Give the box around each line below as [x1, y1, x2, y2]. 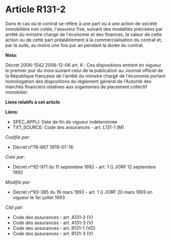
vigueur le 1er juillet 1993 [12, 194, 65, 200]
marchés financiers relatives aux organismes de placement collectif [5, 83, 148, 90]
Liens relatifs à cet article [5, 99, 60, 105]
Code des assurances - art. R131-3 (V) [12, 230, 93, 236]
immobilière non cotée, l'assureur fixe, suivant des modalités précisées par [5, 26, 163, 32]
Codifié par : [5, 134, 31, 140]
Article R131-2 [5, 4, 66, 15]
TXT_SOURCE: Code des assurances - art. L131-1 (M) [12, 124, 124, 130]
